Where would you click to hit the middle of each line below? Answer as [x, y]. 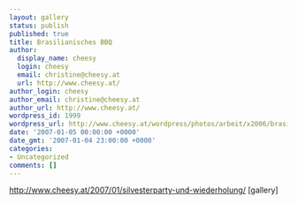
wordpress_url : [37, 125]
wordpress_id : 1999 [45, 116]
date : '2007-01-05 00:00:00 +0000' [75, 132]
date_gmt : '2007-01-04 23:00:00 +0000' [83, 140]
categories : [31, 148]
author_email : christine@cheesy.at [75, 99]
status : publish [39, 26]
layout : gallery [39, 17]
